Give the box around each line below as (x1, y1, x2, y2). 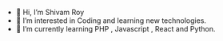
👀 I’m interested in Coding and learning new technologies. (15, 16, 206, 25)
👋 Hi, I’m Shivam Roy (15, 8, 85, 17)
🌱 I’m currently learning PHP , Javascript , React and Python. (15, 24, 216, 33)
